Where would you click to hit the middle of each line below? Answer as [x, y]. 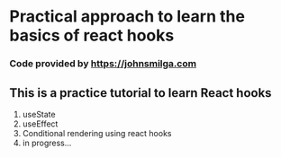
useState [39, 114]
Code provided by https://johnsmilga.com [103, 64]
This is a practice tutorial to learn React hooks [140, 93]
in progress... [47, 143]
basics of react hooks [92, 35]
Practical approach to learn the [127, 17]
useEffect [40, 124]
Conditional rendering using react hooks [97, 133]
